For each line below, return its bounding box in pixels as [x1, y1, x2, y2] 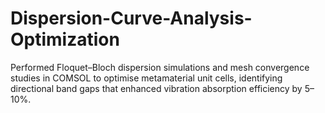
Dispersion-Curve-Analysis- [10, 7, 253, 30]
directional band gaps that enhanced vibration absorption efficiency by [10, 82, 303, 94]
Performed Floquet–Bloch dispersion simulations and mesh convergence [10, 61, 310, 73]
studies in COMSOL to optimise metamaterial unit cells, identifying [10, 72, 283, 84]
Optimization [10, 28, 120, 51]
